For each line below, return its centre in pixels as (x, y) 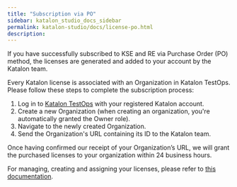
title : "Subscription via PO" (52, 14)
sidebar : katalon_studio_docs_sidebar (64, 21)
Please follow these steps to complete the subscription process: (101, 90)
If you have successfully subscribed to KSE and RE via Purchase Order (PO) (118, 54)
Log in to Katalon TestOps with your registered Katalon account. (111, 104)
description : (27, 34)
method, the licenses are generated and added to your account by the (109, 62)
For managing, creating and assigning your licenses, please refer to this (112, 169)
